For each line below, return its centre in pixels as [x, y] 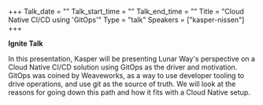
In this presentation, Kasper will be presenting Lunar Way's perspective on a [132, 59]
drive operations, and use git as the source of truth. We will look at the [122, 84]
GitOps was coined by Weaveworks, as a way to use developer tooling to [126, 75]
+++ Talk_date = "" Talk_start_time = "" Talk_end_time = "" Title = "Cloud [126, 11]
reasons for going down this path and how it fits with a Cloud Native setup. [129, 92]
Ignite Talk [26, 43]
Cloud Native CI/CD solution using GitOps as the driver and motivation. [123, 67]
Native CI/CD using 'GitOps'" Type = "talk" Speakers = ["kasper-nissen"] [126, 20]
